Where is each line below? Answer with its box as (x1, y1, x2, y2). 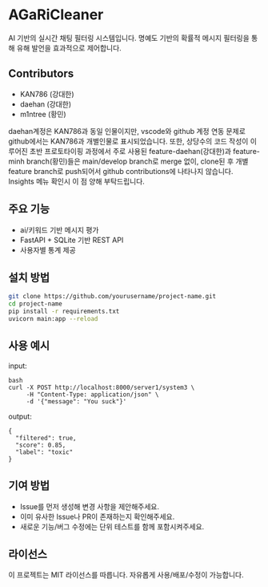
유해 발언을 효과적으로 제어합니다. (16, 43, 122, 53)
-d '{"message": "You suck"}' (26, 397, 127, 406)
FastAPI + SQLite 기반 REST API (19, 235, 124, 245)
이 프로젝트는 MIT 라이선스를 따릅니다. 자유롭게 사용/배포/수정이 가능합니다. (8, 570, 244, 580)
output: (8, 411, 32, 421)
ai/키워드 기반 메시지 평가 (19, 225, 99, 234)
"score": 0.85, (15, 441, 66, 449)
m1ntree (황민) (19, 109, 66, 119)
